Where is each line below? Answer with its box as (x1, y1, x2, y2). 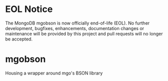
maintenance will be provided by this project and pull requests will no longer (5, 30, 163, 36)
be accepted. (5, 36, 33, 42)
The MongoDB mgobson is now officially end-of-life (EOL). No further (5, 20, 150, 26)
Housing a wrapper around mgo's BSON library (5, 70, 103, 76)
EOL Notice (5, 3, 53, 15)
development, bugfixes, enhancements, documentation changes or (5, 25, 144, 31)
